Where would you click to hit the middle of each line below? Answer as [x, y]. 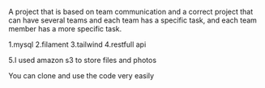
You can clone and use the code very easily [81, 75]
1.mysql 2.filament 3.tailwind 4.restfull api [77, 44]
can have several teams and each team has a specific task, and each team [133, 20]
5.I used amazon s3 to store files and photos [82, 60]
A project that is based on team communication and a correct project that [131, 12]
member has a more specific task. [65, 29]
